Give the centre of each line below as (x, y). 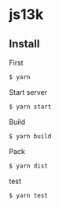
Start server (28, 92)
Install (24, 44)
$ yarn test (28, 195)
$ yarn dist (28, 166)
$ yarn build (30, 136)
